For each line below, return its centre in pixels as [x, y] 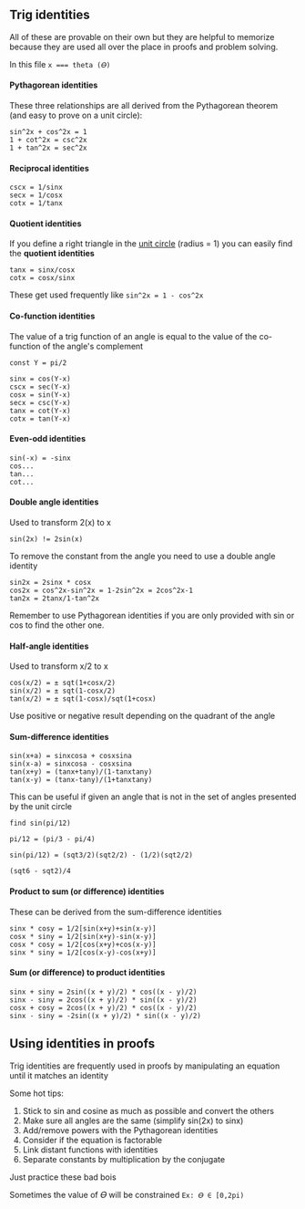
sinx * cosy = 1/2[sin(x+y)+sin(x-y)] [83, 928]
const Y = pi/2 [38, 363]
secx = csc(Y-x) [40, 402]
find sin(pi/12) [40, 823]
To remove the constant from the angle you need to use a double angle [142, 557]
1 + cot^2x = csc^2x [49, 141]
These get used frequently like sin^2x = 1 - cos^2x [107, 295]
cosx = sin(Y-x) [40, 395]
